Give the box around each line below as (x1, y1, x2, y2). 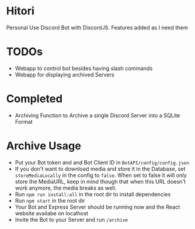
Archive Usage (6, 139, 82, 152)
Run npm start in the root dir (14, 197, 85, 204)
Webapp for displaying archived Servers (14, 71, 115, 78)
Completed (6, 92, 63, 106)
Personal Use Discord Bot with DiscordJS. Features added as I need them (6, 24, 188, 31)
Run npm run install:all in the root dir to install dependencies (14, 190, 171, 198)
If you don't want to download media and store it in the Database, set (14, 165, 186, 172)
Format (14, 118, 33, 125)
